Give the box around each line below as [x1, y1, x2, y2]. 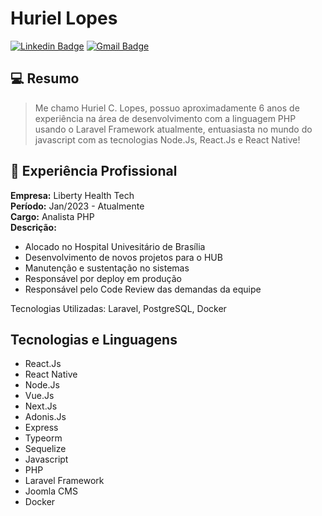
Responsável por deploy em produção [24, 272, 182, 284]
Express [24, 422, 59, 434]
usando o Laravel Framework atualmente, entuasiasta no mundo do [34, 123, 313, 135]
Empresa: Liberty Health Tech [10, 189, 135, 201]
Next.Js [24, 400, 58, 412]
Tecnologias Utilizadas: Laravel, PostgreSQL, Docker [10, 302, 227, 314]
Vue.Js [24, 390, 55, 402]
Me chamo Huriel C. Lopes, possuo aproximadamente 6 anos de [34, 102, 300, 114]
